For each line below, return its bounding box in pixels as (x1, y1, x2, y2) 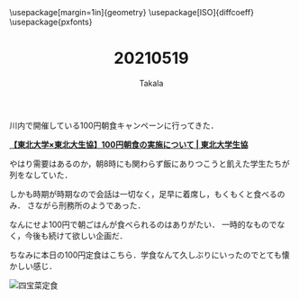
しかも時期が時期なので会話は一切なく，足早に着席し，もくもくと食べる (9, 188, 277, 199)
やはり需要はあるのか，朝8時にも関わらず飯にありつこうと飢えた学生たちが (9, 158, 290, 168)
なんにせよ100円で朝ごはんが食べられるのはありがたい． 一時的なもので (9, 219, 277, 230)
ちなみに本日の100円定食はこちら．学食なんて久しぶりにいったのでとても (9, 249, 282, 260)
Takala (139, 77, 164, 88)
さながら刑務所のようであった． (26, 200, 146, 211)
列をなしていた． (9, 169, 73, 180)
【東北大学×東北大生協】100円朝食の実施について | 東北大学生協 (9, 139, 249, 149)
